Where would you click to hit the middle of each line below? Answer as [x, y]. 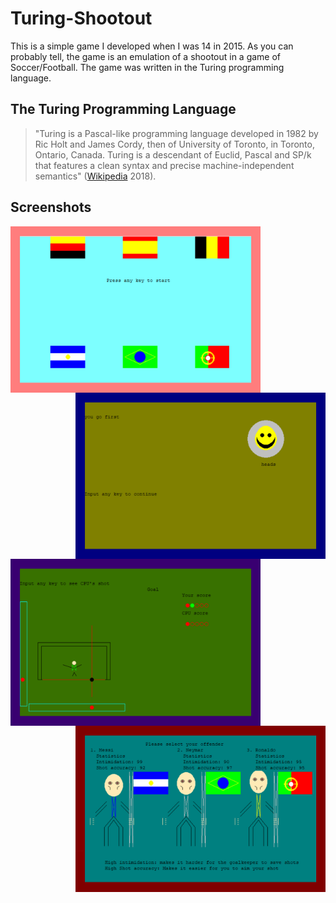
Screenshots [51, 207]
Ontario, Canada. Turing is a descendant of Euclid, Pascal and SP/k [173, 154]
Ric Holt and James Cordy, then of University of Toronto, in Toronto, [174, 144]
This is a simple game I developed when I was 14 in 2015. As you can [152, 46]
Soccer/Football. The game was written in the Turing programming [147, 67]
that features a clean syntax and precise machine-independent [164, 165]
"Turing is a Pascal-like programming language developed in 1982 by [176, 133]
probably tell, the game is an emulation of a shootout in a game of [146, 56]
